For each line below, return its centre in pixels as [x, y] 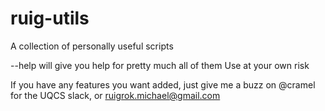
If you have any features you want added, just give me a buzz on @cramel [163, 84]
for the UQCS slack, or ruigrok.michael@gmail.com [115, 95]
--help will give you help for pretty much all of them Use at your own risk [160, 65]
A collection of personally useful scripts [92, 46]
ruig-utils [50, 18]
